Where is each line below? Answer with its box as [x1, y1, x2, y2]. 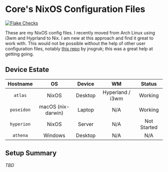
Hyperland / [102, 88, 131, 95]
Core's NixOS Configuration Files [5, 3, 145, 15]
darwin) [45, 109, 63, 116]
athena [12, 132, 28, 138]
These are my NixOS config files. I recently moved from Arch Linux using [5, 29, 155, 35]
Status [140, 80, 157, 87]
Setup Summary [5, 149, 57, 157]
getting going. [5, 51, 34, 57]
